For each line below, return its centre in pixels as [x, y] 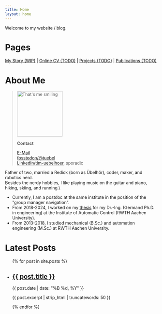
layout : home [18, 14]
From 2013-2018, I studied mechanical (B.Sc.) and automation [74, 223]
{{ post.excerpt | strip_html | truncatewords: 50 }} [61, 298]
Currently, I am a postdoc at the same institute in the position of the [79, 197]
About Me [25, 80]
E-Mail [23, 153]
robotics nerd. [19, 178]
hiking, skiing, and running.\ [33, 188]
